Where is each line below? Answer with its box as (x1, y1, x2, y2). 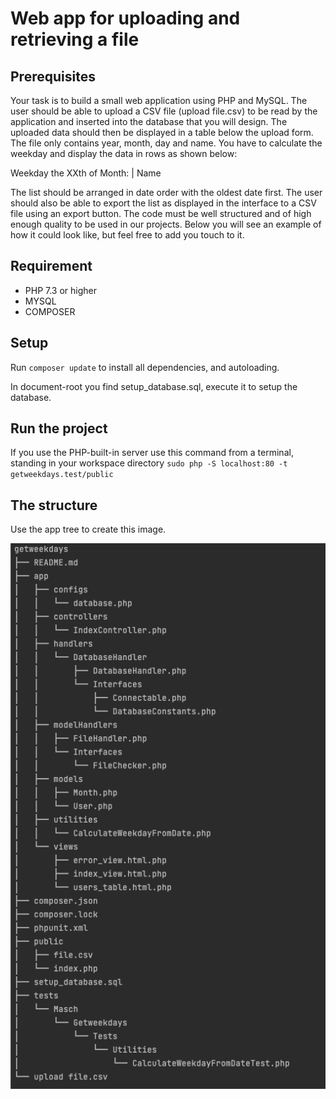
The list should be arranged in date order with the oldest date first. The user (10, 187, 323, 198)
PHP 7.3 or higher (24, 284, 98, 296)
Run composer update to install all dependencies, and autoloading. (10, 361, 280, 373)
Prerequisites (10, 68, 96, 85)
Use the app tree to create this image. (10, 523, 167, 536)
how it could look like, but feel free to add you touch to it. (10, 229, 245, 241)
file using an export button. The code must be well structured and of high (10, 208, 312, 219)
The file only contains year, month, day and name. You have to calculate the (10, 137, 323, 149)
